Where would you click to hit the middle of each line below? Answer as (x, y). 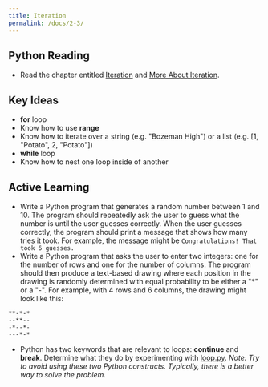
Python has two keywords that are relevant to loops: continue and (129, 349)
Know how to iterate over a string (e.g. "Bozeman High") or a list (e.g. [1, (139, 136)
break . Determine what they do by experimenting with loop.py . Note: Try (140, 357)
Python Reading (49, 56)
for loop (33, 119)
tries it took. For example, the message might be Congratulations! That (138, 240)
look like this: (42, 298)
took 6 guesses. (47, 248)
